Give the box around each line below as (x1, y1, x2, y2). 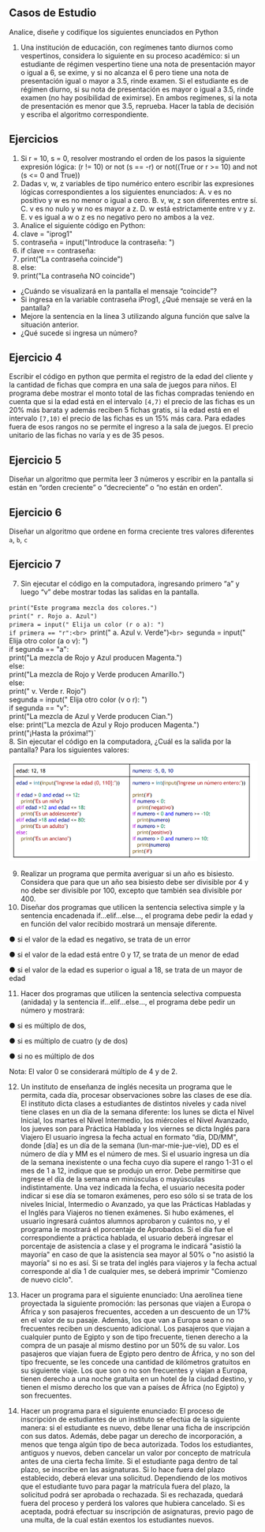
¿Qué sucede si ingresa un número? (20, 328, 137, 338)
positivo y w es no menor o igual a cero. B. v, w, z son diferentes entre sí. (20, 195, 258, 204)
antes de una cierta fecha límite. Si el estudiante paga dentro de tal (20, 1456, 238, 1466)
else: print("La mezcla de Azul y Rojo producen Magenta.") (9, 720, 200, 729)
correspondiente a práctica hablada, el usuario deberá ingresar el (20, 1233, 233, 1242)
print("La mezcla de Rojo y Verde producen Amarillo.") (9, 669, 185, 679)
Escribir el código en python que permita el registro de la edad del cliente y (9, 372, 253, 381)
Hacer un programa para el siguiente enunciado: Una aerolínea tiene (20, 1290, 243, 1299)
